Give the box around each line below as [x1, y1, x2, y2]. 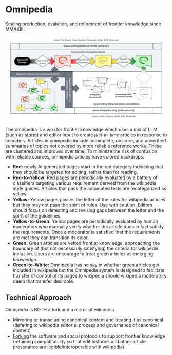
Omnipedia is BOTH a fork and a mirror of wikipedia [5, 307, 114, 313]
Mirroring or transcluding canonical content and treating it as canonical [12, 317, 163, 323]
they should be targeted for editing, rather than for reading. [12, 169, 138, 175]
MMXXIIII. [5, 26, 26, 32]
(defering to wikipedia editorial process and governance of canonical [12, 322, 159, 328]
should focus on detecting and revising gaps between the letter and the [12, 207, 164, 213]
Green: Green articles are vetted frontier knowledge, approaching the [12, 240, 160, 246]
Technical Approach [5, 293, 72, 302]
